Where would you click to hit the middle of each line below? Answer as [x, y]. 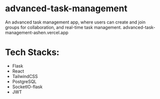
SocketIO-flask [27, 87]
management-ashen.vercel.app [37, 32]
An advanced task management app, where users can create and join [75, 22]
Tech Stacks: [32, 52]
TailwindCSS [25, 76]
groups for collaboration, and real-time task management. [64, 27]
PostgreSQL [24, 81]
